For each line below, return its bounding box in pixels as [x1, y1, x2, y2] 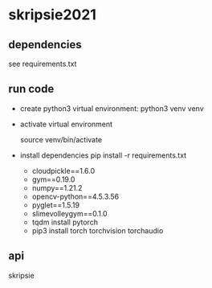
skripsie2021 [8, 6, 96, 24]
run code [8, 82, 55, 96]
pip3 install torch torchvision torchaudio [31, 225, 164, 235]
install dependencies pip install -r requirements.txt [19, 150, 187, 160]
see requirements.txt [8, 59, 77, 68]
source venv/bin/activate [19, 134, 103, 144]
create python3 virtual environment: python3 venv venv [19, 103, 205, 113]
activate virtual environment [19, 119, 113, 129]
